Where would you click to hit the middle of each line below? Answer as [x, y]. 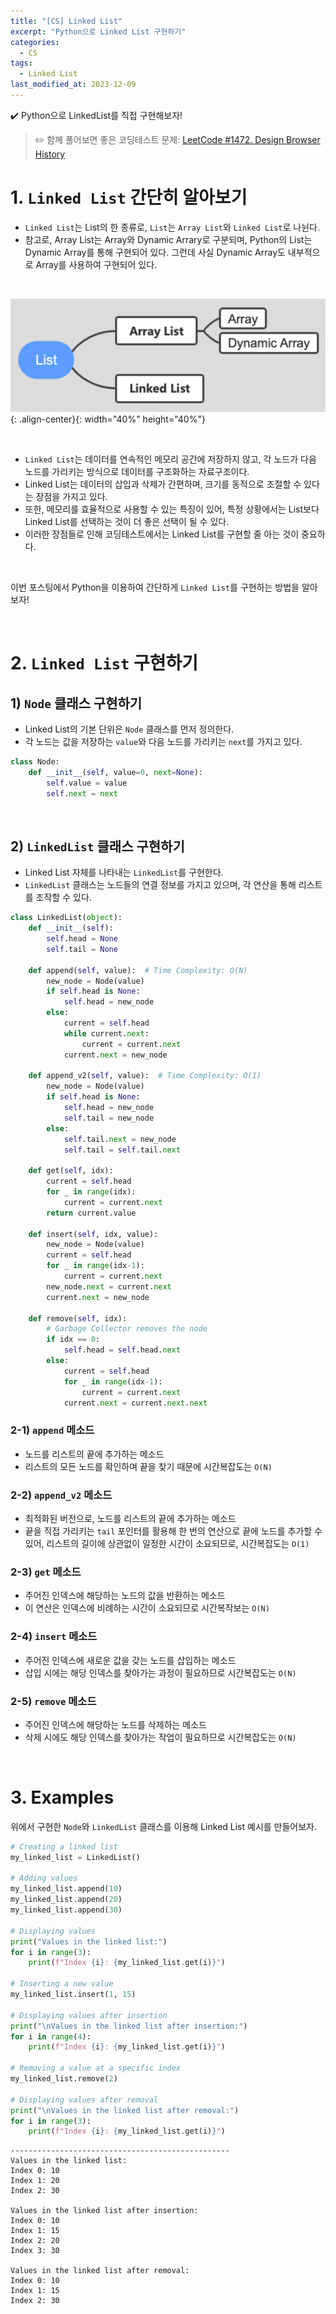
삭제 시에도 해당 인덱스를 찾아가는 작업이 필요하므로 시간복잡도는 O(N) [160, 1737]
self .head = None [82, 939]
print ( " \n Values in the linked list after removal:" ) [125, 2110]
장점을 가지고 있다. [71, 496]
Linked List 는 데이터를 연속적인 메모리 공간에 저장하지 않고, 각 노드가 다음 [170, 459]
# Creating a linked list [64, 1846]
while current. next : [106, 1033]
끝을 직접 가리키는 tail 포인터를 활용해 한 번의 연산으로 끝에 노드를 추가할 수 [173, 1531]
